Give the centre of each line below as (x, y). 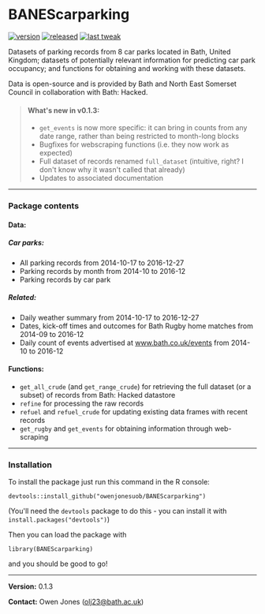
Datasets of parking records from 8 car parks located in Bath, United (119, 51)
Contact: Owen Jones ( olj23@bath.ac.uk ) (76, 602)
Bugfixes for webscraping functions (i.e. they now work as (134, 144)
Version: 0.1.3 (31, 586)
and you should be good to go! (58, 564)
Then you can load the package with (67, 535)
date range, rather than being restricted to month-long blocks (139, 137)
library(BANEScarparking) (50, 549)
